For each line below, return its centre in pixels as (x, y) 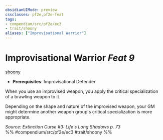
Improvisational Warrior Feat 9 (70, 58)
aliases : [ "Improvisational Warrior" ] (46, 33)
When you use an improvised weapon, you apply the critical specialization (82, 91)
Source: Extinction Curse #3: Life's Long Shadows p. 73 (63, 126)
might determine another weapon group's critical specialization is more (79, 111)
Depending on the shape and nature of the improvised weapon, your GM (80, 106)
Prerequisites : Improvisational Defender (54, 81)
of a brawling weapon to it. (33, 96)
